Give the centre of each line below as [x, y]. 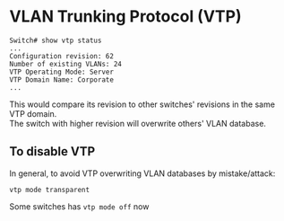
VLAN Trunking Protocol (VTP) [125, 17]
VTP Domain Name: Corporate [62, 80]
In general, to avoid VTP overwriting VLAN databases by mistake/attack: [142, 173]
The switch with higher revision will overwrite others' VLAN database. [138, 123]
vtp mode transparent [50, 190]
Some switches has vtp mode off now [79, 206]
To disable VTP [52, 151]
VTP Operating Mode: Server [62, 72]
